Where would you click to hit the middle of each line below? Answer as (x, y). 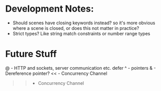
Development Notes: (50, 9)
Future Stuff (31, 54)
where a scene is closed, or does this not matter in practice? (76, 28)
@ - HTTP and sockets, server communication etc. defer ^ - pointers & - (80, 68)
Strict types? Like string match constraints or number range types (82, 33)
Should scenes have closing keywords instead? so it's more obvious (84, 23)
